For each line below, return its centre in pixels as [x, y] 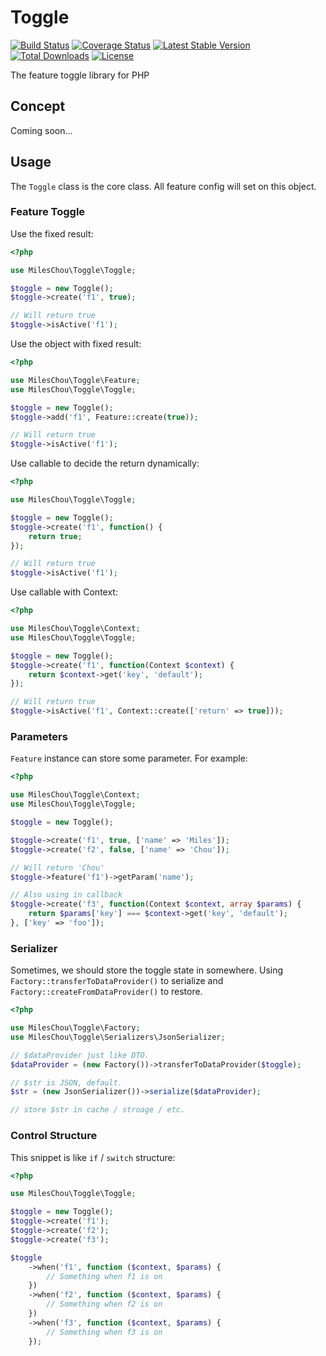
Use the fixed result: [52, 233]
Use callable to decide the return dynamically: [105, 463]
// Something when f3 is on [104, 1332]
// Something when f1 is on [104, 1276]
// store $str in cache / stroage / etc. [98, 1110]
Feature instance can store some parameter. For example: [129, 758]
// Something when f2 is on [104, 1304]
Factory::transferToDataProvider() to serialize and [117, 981]
